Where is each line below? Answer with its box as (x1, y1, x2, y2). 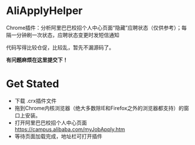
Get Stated (6, 77, 59, 91)
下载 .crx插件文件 (14, 97, 57, 104)
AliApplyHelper (6, 4, 83, 18)
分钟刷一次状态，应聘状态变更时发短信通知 (16, 31, 119, 39)
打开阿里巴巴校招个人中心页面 (14, 119, 87, 126)
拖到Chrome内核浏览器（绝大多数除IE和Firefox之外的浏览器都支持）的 (14, 104, 184, 112)
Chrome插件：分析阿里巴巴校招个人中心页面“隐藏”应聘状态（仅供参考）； (6, 24, 182, 31)
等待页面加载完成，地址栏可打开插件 (14, 133, 103, 140)
